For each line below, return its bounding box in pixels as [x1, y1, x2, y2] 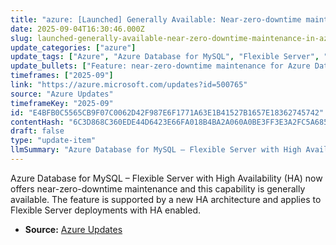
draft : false [10, 126, 65, 136]
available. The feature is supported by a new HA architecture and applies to [10, 193, 322, 205]
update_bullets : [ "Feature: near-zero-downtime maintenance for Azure [10, 61, 311, 71]
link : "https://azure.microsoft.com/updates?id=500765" [10, 80, 248, 90]
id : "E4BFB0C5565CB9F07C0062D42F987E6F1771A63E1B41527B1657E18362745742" [10, 107, 325, 118]
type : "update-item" [10, 136, 97, 146]
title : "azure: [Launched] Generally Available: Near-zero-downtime [10, 14, 302, 25]
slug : [10, 33, 33, 43]
